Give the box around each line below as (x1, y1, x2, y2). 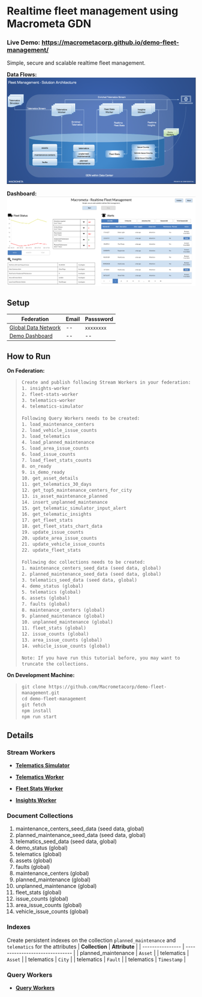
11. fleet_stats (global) (21, 625, 86, 632)
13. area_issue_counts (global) (21, 637, 102, 643)
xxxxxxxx (85, 325, 107, 331)
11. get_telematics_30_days (21, 481, 92, 488)
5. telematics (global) (21, 589, 82, 596)
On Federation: (7, 367, 45, 374)
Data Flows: (7, 71, 37, 78)
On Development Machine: (7, 672, 75, 679)
